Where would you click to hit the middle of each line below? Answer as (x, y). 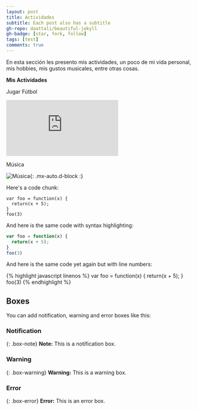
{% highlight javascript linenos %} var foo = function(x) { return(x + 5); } (95, 276)
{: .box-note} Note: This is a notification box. (61, 344)
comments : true (25, 45)
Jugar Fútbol (22, 91)
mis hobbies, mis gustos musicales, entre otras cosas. (73, 68)
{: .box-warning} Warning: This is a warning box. (67, 372)
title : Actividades (30, 17)
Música (15, 164)
